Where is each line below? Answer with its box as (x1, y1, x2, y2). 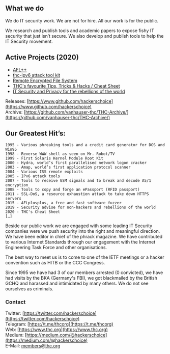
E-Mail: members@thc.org (5, 342, 61, 348)
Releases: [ (5, 98, 29, 104)
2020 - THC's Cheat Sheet (5, 209, 60, 214)
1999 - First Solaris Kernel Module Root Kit (5, 156, 103, 161)
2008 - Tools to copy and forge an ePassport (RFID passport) (5, 187, 140, 193)
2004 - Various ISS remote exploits (5, 169, 83, 175)
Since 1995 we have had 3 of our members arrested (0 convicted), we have (5, 269, 163, 276)
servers (5, 196, 22, 201)
